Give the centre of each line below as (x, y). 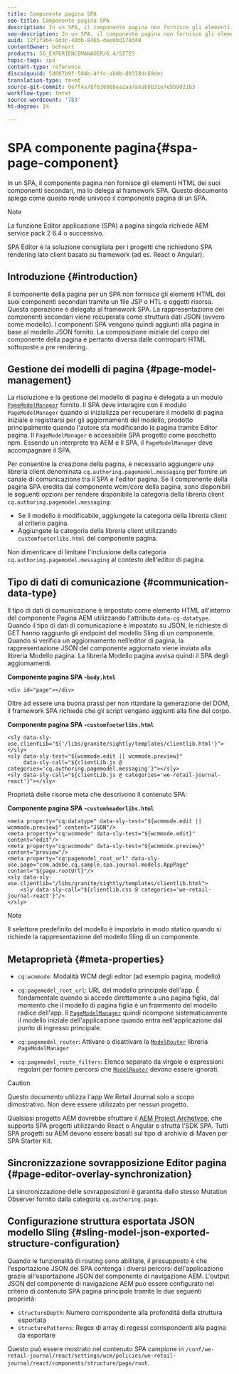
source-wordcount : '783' (44, 100)
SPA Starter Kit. (30, 1141)
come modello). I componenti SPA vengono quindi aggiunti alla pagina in (113, 324)
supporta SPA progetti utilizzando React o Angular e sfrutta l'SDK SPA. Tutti (118, 1126)
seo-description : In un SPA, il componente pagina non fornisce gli (111, 34)
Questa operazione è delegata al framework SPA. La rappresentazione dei (116, 309)
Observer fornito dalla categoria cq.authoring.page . (83, 1199)
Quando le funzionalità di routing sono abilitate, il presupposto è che (107, 1261)
